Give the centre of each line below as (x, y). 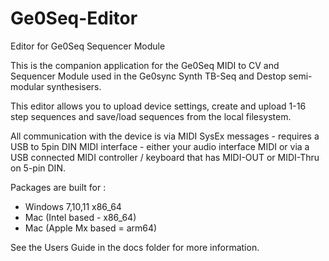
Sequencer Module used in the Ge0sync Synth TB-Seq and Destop (148, 76)
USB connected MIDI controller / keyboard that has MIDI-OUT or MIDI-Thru (165, 157)
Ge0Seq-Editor (74, 18)
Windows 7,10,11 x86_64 (73, 206)
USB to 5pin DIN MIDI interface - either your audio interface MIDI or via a (160, 146)
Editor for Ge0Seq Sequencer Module (88, 46)
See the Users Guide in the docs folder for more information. (135, 247)
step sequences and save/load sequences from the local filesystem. (151, 116)
